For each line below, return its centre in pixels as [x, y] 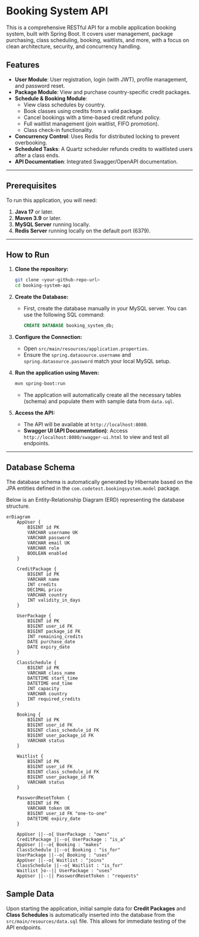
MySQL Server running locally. [52, 224]
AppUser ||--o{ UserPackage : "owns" [63, 834]
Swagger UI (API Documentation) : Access [76, 430]
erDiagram [18, 517]
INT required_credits [54, 699]
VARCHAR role [44, 548]
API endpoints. [24, 927]
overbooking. [31, 142]
